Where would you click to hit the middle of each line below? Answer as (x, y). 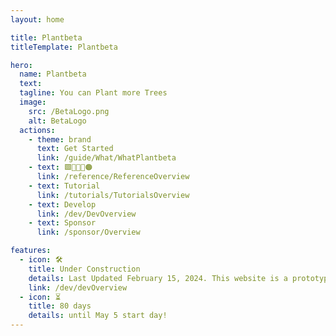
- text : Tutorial (64, 186)
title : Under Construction (84, 269)
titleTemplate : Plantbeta (64, 47)
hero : (21, 65)
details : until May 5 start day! (98, 316)
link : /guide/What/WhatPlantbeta (106, 158)
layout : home (37, 19)
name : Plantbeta (53, 74)
